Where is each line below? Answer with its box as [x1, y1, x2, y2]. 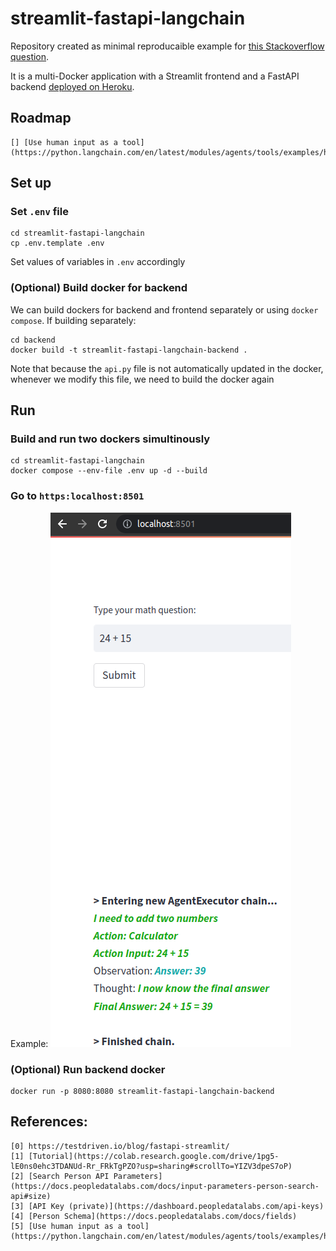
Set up [10, 175, 52, 192]
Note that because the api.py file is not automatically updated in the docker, [10, 362, 324, 374]
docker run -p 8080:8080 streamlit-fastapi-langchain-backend [10, 1087, 275, 1097]
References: [10, 1113, 88, 1131]
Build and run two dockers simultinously [10, 432, 211, 446]
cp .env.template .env [10, 238, 105, 249]
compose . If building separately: [10, 314, 137, 326]
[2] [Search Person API [10, 1171, 110, 1181]
